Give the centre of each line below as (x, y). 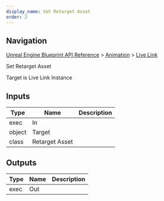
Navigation (26, 41)
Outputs (21, 163)
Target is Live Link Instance (39, 78)
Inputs (18, 96)
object (18, 132)
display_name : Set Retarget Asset (48, 11)
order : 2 (17, 17)
